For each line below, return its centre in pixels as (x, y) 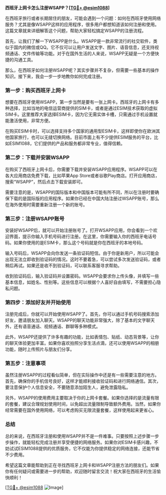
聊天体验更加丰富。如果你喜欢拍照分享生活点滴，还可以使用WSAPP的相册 (84, 343)
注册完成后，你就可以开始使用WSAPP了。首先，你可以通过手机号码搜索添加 (82, 314)
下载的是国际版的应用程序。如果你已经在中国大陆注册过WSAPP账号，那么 (84, 198)
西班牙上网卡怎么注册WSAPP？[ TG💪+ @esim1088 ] (58, 8)
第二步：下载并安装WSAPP (37, 158)
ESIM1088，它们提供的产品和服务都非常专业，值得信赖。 (67, 143)
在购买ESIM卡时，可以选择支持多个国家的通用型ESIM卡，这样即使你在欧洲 (81, 131)
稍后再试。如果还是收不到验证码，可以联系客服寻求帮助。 (63, 265)
